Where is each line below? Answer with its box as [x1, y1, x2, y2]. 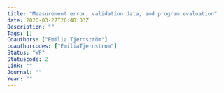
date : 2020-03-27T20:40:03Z [7, 17, 90, 24]
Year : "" [7, 75, 33, 83]
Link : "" [7, 62, 33, 69]
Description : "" [7, 23, 55, 30]
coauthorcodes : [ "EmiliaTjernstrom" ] [7, 43, 118, 50]
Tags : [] [7, 29, 33, 37]
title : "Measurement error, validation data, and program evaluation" [7, 10, 218, 17]
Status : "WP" [7, 50, 45, 57]
